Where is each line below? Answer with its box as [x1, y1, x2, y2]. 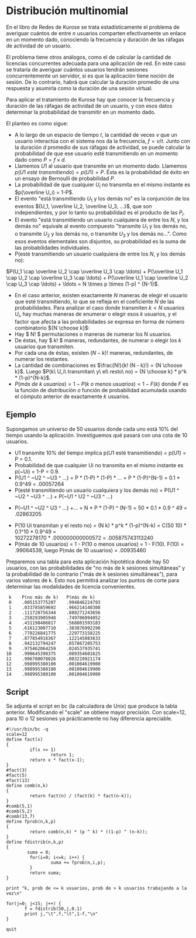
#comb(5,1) [6, 803, 33, 810]
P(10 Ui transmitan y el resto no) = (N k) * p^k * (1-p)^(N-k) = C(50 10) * [14, 522, 187, 529]
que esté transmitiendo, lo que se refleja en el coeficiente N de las [14, 298, 174, 305]
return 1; [50, 752, 75, 758]
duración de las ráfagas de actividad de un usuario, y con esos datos [6, 102, 173, 109]
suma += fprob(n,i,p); [50, 860, 106, 866]
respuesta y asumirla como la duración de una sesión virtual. [6, 84, 153, 91]
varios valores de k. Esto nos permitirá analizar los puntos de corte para [6, 576, 180, 584]
